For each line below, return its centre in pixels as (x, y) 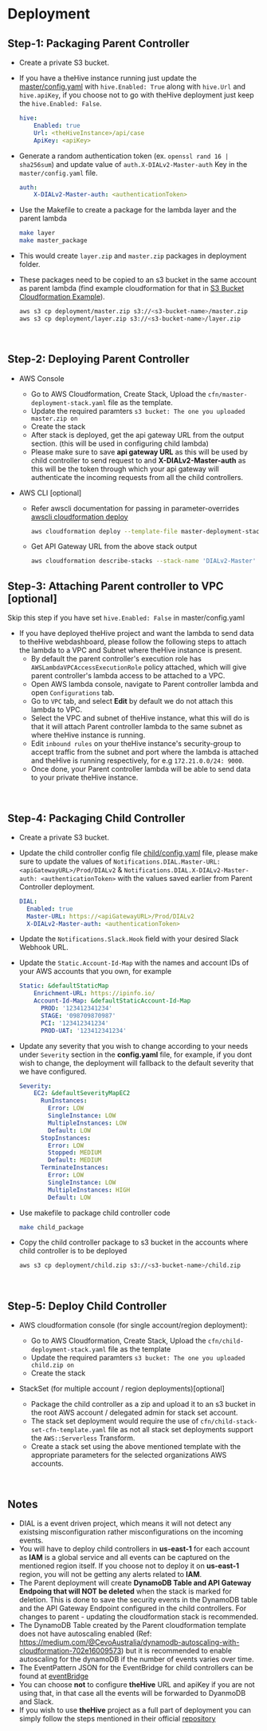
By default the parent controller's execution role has (116, 659)
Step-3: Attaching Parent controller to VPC (116, 586)
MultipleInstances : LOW (87, 1123)
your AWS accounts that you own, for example (95, 971)
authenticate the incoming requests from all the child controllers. (137, 477)
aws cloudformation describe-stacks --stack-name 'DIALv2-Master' (143, 561)
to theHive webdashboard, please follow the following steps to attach (133, 642)
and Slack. (36, 1701)
